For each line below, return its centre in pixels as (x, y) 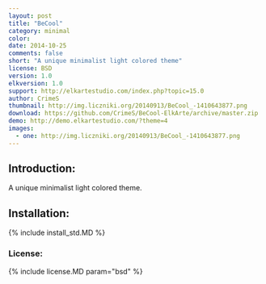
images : (21, 128)
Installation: (39, 213)
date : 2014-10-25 (38, 46)
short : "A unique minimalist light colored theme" (95, 61)
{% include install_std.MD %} (57, 233)
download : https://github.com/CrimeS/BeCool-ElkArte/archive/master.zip (133, 114)
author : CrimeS (34, 98)
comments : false (36, 53)
